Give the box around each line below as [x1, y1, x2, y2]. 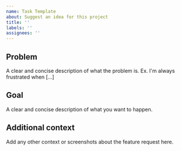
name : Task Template [6, 8, 57, 15]
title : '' [6, 19, 30, 25]
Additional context [6, 123, 75, 133]
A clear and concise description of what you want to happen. [6, 106, 153, 113]
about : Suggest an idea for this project [6, 14, 109, 20]
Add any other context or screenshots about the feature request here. [6, 138, 174, 145]
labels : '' [6, 24, 33, 31]
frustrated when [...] [6, 73, 54, 80]
